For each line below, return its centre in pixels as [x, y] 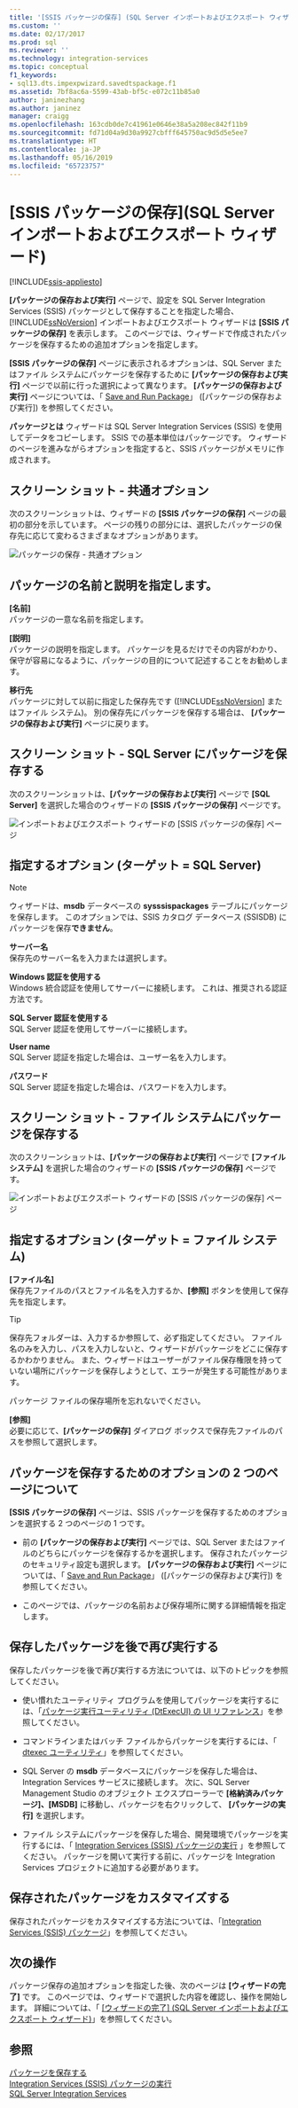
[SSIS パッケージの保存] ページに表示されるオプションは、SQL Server [137, 364]
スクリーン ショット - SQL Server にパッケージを [142, 754]
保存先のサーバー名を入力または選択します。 [90, 958]
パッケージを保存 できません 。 [63, 928]
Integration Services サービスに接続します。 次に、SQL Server [136, 1782]
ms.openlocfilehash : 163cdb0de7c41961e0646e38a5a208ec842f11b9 [129, 125]
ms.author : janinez [45, 108]
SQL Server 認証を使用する [59, 1017]
